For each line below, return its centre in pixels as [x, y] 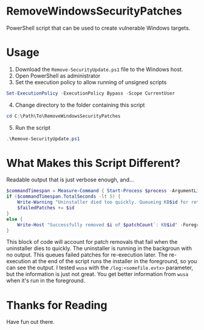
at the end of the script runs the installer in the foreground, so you [115, 261]
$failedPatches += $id [46, 208]
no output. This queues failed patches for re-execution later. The [87, 255]
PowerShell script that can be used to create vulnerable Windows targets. [98, 28]
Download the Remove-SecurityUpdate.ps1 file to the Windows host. [99, 69]
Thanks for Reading [57, 305]
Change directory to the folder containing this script [80, 105]
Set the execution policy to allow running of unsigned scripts [91, 82]
